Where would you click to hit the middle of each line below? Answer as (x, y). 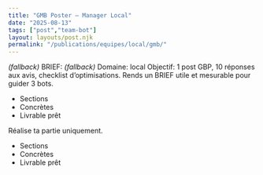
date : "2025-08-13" (40, 23)
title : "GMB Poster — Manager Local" (70, 15)
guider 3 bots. (31, 84)
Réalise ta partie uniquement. (56, 131)
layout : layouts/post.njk (50, 37)
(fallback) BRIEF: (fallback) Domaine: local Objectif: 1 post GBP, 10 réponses (131, 67)
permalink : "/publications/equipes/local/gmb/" (88, 45)
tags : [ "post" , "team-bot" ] (52, 30)
